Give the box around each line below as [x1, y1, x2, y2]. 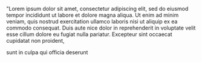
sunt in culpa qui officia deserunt [6, 49, 88, 56]
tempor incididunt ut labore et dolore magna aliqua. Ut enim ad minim [6, 11, 179, 19]
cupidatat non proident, [6, 37, 65, 44]
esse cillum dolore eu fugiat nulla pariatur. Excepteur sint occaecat [6, 31, 172, 38]
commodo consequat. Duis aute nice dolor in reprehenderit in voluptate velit [6, 24, 196, 31]
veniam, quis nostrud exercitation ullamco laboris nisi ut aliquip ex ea [6, 18, 178, 25]
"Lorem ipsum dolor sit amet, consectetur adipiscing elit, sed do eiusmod [6, 5, 189, 12]
